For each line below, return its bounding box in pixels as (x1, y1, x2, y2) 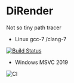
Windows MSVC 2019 (14, 59, 69, 66)
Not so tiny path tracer (6, 24, 61, 31)
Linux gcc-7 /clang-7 (14, 35, 67, 42)
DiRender (6, 4, 54, 18)
